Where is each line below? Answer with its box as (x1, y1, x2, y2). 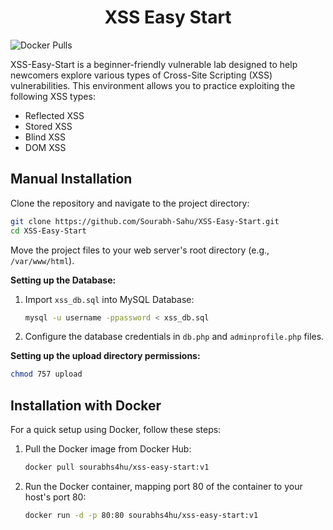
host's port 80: (24, 491, 87, 503)
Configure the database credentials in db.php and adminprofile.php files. (24, 331, 325, 343)
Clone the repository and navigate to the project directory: (10, 197, 250, 209)
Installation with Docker (10, 397, 162, 414)
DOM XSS (24, 141, 67, 153)
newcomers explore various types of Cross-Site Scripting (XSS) (10, 69, 273, 81)
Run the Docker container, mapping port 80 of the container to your (24, 480, 303, 492)
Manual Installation (10, 171, 133, 188)
